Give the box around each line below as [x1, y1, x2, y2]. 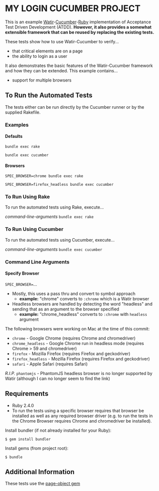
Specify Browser [5, 270, 40, 277]
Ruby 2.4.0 [12, 402, 34, 408]
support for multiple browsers [12, 77, 72, 83]
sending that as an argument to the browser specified [12, 306, 120, 312]
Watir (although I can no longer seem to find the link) [5, 376, 111, 381]
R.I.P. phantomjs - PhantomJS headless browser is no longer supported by [5, 370, 153, 376]
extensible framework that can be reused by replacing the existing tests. [5, 29, 154, 35]
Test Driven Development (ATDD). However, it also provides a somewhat [5, 24, 152, 30]
